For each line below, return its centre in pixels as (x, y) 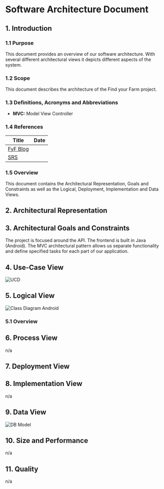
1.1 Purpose (20, 43)
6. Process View (31, 338)
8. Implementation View (44, 384)
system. (13, 65)
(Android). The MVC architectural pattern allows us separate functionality (82, 246)
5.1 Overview (22, 321)
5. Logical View (30, 296)
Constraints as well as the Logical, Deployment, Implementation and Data (82, 189)
